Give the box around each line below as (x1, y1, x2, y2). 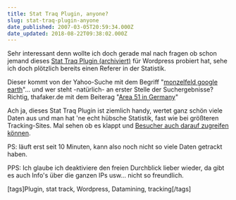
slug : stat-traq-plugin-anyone (7, 17, 99, 24)
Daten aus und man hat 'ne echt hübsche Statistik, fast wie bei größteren (7, 114, 219, 123)
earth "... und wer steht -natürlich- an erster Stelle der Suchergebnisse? (7, 85, 213, 94)
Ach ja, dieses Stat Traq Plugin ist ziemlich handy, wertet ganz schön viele (7, 106, 223, 115)
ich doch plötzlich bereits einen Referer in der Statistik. (7, 64, 167, 73)
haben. (7, 150, 28, 158)
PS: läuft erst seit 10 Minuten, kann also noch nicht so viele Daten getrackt (7, 142, 223, 151)
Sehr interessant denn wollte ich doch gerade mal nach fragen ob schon (7, 49, 217, 58)
